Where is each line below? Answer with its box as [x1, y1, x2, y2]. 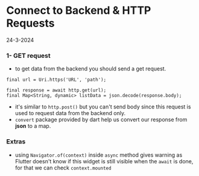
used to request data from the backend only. [14, 110, 125, 117]
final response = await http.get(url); [6, 87, 107, 93]
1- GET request [6, 51, 51, 60]
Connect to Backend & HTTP [6, 4, 151, 17]
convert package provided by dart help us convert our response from [14, 116, 188, 124]
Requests [6, 16, 55, 30]
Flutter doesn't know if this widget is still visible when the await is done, [14, 157, 194, 165]
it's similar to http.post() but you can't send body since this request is [14, 103, 191, 110]
